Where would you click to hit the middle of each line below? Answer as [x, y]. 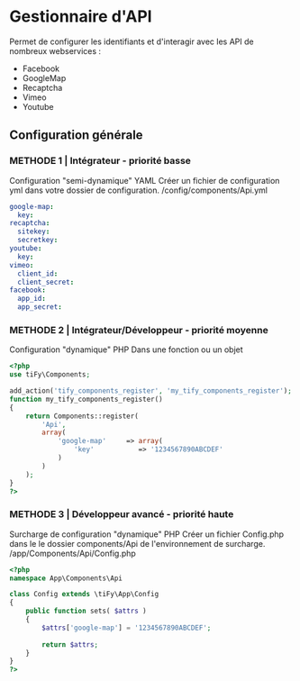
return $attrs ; [70, 645]
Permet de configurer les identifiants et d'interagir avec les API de [132, 41]
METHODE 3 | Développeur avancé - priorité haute [122, 514]
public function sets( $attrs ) [86, 611]
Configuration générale [76, 136]
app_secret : [40, 307]
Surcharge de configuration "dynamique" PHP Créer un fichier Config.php [147, 534]
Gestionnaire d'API [81, 17]
